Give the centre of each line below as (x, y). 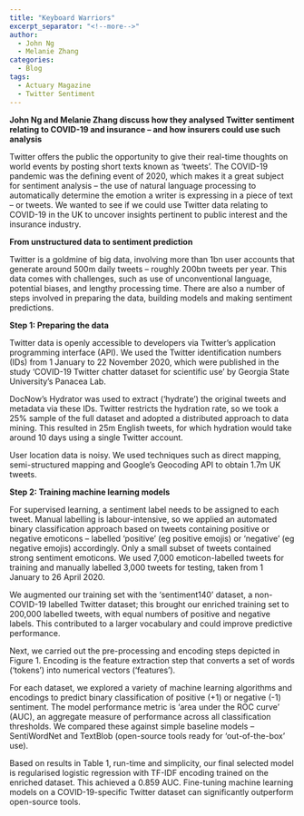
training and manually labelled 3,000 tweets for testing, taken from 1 (137, 567)
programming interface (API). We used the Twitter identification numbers (146, 352)
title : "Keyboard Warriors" (63, 18)
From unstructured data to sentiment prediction (101, 241)
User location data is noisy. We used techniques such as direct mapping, (145, 455)
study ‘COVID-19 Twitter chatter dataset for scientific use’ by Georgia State (150, 371)
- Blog (30, 69)
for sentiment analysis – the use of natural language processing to (133, 185)
